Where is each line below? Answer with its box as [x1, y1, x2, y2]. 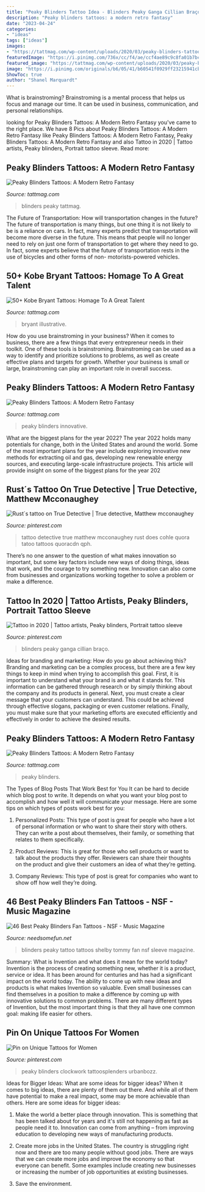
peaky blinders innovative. [21, 422, 88, 430]
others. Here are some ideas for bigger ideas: [6, 1098, 121, 1106]
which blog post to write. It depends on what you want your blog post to [6, 792, 187, 798]
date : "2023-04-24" [6, 20, 56, 26]
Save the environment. [15, 1180, 72, 1187]
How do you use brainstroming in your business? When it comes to [6, 332, 175, 339]
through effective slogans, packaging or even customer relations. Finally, [6, 702, 189, 710]
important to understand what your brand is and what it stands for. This [6, 677, 185, 684]
